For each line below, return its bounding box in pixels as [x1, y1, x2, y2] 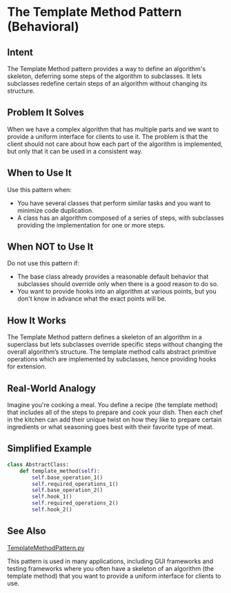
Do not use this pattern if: [7, 259, 80, 267]
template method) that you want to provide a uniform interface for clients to [7, 572, 221, 580]
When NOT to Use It [7, 241, 94, 253]
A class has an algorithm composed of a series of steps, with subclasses [17, 214, 224, 222]
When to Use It [7, 167, 72, 179]
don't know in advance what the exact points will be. [17, 294, 167, 303]
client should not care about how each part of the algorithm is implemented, [7, 140, 223, 148]
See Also [7, 525, 46, 537]
